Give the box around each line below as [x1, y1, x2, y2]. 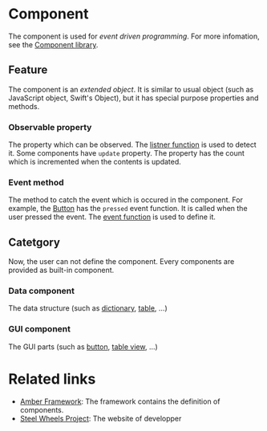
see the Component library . [8, 39, 99, 49]
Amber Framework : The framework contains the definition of [19, 396, 220, 406]
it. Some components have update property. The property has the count [8, 148, 245, 158]
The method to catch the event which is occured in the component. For [8, 195, 243, 205]
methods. [8, 101, 40, 111]
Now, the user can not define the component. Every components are [8, 257, 235, 266]
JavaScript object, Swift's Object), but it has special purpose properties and [8, 93, 259, 103]
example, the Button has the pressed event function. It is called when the [8, 204, 248, 213]
